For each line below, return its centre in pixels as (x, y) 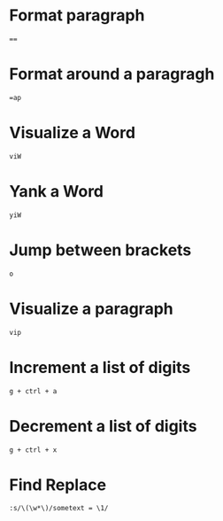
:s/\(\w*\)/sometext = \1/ (59, 509)
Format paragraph (77, 16)
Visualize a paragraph (92, 309)
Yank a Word (57, 191)
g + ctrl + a (33, 391)
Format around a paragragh (112, 74)
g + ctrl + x (33, 450)
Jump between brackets (100, 250)
